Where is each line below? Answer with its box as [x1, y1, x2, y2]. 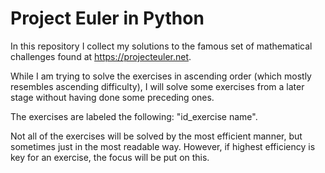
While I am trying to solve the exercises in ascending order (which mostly [10, 70, 312, 82]
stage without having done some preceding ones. [10, 91, 215, 103]
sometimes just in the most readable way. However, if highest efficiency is [10, 140, 316, 152]
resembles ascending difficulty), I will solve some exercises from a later [10, 80, 305, 92]
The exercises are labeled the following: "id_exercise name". [10, 110, 258, 122]
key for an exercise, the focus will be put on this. [10, 151, 210, 163]
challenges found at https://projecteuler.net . [10, 50, 192, 62]
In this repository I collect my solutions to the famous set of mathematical [10, 40, 313, 52]
